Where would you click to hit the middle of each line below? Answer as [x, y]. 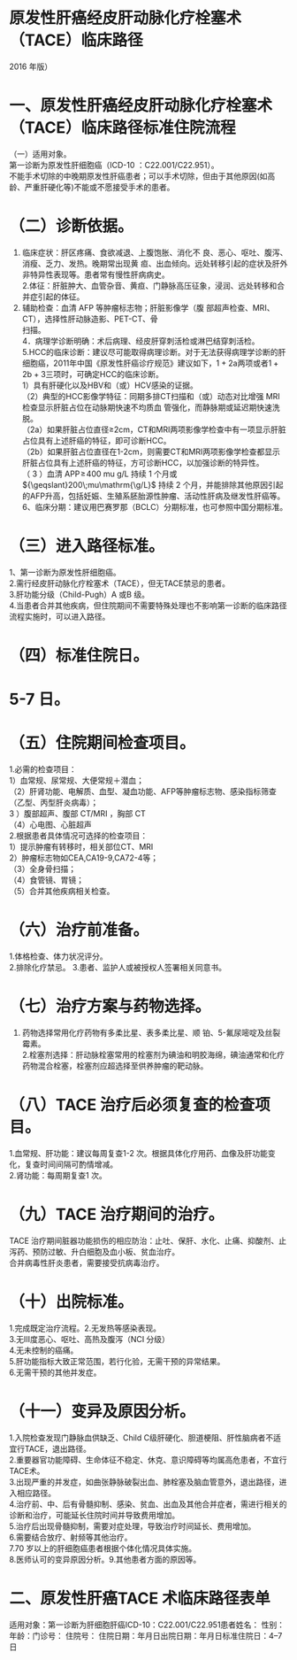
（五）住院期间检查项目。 [103, 743]
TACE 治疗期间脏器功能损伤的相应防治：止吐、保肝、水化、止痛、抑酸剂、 [144, 1240]
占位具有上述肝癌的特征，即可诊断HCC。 [96, 440]
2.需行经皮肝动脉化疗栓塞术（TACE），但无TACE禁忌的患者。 [119, 583]
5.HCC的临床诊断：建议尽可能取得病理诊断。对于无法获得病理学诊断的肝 [154, 351]
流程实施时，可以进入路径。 [60, 616]
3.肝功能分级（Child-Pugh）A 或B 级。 [80, 594]
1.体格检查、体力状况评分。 [58, 956]
